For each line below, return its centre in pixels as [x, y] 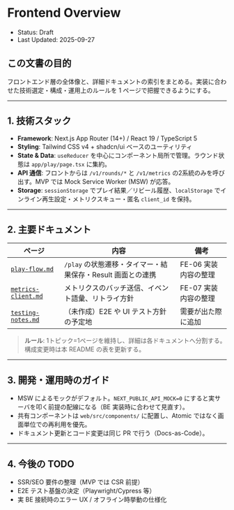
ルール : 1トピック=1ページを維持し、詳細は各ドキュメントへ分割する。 [125, 341]
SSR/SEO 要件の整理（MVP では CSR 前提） [80, 482]
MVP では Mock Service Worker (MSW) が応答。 [105, 181]
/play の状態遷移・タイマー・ [112, 265]
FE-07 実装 [199, 288]
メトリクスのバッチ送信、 [106, 288]
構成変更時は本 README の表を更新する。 [84, 349]
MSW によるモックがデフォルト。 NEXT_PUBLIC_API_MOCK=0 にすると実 [116, 398]
